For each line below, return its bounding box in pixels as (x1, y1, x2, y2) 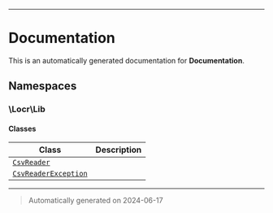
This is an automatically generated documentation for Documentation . (8, 55, 245, 65)
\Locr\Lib (8, 103, 46, 115)
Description (95, 144, 142, 155)
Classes (8, 124, 37, 133)
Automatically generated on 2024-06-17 (28, 196, 164, 206)
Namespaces (8, 79, 77, 93)
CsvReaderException (12, 169, 88, 179)
